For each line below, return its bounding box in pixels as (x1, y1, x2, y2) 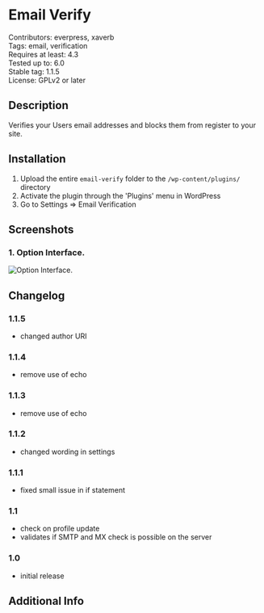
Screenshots (8, 222, 74, 236)
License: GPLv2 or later (8, 75, 86, 85)
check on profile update (19, 523, 100, 534)
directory (19, 182, 51, 191)
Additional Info (8, 594, 85, 608)
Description (8, 99, 69, 112)
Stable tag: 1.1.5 (8, 66, 60, 76)
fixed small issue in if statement (19, 485, 126, 495)
